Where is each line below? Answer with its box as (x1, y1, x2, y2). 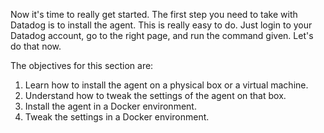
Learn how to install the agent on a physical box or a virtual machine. (24, 79, 309, 91)
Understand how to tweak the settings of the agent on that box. (24, 90, 287, 101)
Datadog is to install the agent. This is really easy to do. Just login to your (10, 19, 313, 31)
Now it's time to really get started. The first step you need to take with (10, 9, 298, 20)
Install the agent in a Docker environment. (24, 100, 197, 112)
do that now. (10, 40, 62, 52)
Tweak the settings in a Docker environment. (24, 111, 210, 123)
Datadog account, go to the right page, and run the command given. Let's (10, 30, 314, 41)
